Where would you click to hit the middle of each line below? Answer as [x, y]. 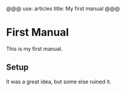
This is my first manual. [35, 48]
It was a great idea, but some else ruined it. [59, 82]
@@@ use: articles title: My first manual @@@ [63, 9]
